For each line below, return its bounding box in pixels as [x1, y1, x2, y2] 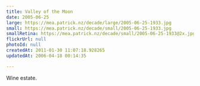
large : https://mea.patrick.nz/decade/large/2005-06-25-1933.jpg [6, 20, 171, 26]
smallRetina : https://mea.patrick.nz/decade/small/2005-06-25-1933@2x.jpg [6, 31, 196, 37]
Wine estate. [6, 74, 37, 81]
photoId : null [6, 42, 42, 48]
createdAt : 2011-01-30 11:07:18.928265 [6, 47, 105, 53]
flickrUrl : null [6, 36, 46, 42]
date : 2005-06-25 [6, 14, 49, 20]
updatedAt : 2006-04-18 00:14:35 [6, 53, 86, 59]
